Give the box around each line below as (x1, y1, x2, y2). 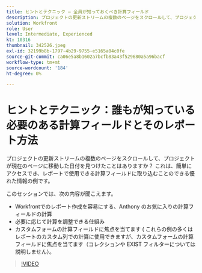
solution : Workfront (6, 20, 58, 26)
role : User (6, 25, 34, 32)
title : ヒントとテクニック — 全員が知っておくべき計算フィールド (6, 8, 149, 15)
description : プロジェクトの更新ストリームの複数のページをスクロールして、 (6, 14, 176, 20)
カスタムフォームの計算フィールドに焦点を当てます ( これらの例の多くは (14, 225, 194, 233)
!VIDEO (20, 260, 39, 268)
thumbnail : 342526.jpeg (6, 43, 66, 49)
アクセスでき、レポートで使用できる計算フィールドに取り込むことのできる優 (6, 170, 195, 177)
